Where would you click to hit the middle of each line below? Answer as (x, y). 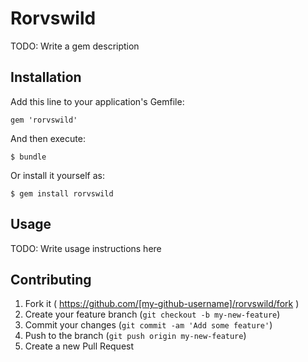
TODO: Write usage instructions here (86, 248)
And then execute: (48, 138)
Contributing (51, 279)
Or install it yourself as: (57, 175)
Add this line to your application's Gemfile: (97, 101)
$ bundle (28, 157)
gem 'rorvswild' (44, 120)
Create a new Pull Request (79, 346)
